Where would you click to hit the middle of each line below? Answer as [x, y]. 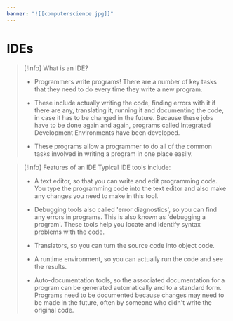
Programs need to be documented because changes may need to [129, 295]
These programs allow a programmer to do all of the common [123, 146]
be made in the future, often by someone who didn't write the [123, 302]
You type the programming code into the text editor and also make [130, 188]
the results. [51, 266]
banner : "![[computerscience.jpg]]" [60, 14]
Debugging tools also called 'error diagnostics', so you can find [126, 209]
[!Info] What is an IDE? [56, 68]
